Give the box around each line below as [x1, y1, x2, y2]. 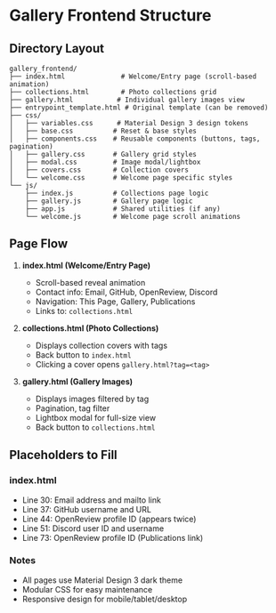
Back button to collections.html [35, 422, 156, 432]
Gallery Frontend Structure [9, 5, 212, 26]
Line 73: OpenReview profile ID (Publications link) [21, 532, 204, 543]
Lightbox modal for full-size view [35, 412, 157, 423]
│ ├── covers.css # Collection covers [9, 165, 190, 174]
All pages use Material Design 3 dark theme [21, 575, 183, 585]
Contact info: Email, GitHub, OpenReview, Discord [35, 286, 218, 297]
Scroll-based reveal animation [35, 277, 146, 287]
